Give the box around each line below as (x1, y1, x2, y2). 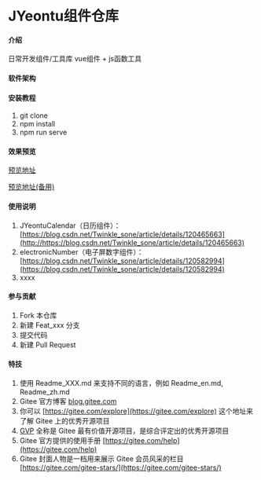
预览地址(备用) (8, 182, 55, 192)
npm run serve (19, 127, 68, 137)
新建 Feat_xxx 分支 (19, 320, 80, 330)
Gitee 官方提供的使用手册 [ (19, 436, 106, 445)
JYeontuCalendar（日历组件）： (19, 221, 121, 230)
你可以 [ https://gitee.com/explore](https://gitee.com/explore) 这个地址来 (19, 406, 254, 416)
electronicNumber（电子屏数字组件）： (19, 247, 144, 256)
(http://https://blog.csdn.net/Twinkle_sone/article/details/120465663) (19, 237, 245, 247)
